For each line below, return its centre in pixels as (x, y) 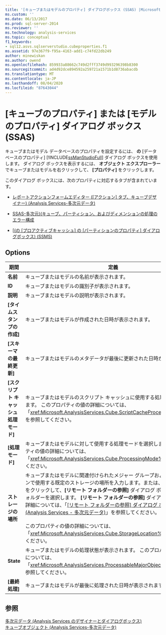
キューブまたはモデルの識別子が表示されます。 (79, 286)
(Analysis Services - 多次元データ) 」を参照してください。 (92, 512)
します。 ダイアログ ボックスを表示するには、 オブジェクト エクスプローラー (83, 164)
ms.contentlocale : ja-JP (31, 79)
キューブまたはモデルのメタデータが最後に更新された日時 (92, 359)
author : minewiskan (25, 56)
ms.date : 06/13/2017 (26, 19)
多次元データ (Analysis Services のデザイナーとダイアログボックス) (74, 621)
